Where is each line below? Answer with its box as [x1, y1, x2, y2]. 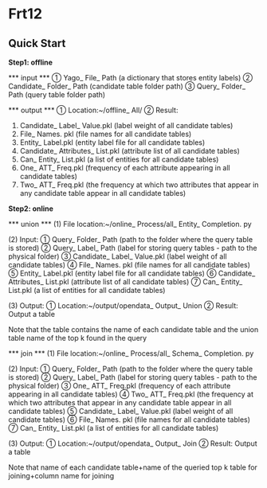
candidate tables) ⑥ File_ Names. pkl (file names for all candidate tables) [8, 415, 251, 424]
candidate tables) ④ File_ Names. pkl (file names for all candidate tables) [8, 260, 251, 269]
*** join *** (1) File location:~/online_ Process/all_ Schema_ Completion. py [8, 349, 254, 358]
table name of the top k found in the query [8, 334, 147, 342]
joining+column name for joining [8, 471, 115, 480]
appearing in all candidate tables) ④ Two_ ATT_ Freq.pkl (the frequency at [8, 389, 253, 399]
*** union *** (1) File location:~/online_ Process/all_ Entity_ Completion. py [8, 220, 253, 228]
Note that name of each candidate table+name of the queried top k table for [8, 463, 257, 472]
